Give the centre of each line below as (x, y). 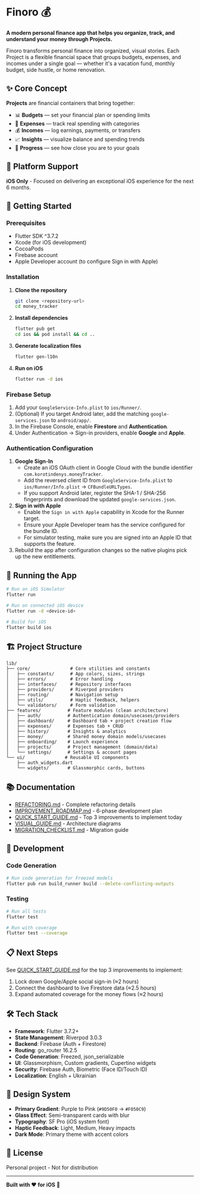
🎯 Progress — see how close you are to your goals (77, 148)
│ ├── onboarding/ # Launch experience (62, 742)
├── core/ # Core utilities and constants (78, 669)
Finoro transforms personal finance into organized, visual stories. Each (93, 50)
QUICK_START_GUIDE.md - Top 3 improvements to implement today (99, 818)
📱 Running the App (42, 575)
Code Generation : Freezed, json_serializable (69, 1057)
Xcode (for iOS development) (51, 243)
